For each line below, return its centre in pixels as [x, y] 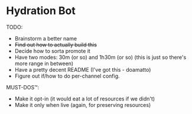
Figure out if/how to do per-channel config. [67, 76]
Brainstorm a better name [46, 38]
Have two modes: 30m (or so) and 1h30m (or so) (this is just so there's [100, 57]
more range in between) [44, 63]
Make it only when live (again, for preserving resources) [83, 105]
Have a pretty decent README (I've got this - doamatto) [83, 69]
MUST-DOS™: [23, 87]
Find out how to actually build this [56, 45]
